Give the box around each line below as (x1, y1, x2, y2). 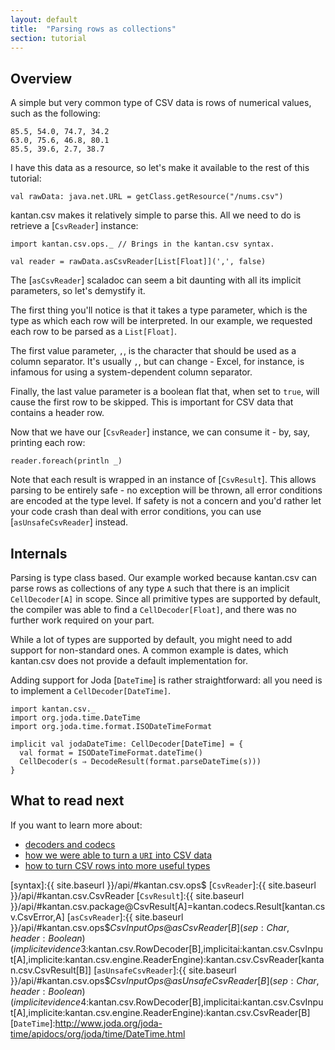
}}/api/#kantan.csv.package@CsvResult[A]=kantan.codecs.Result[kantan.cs (10, 900, 326, 912)
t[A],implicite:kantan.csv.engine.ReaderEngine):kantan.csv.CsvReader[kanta (10, 953, 325, 965)
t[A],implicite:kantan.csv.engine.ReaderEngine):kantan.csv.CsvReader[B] (10, 1006, 311, 1018)
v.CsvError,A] (10, 911, 65, 923)
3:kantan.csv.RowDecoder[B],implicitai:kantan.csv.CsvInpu (80, 942, 324, 955)
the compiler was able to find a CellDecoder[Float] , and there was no (10, 604, 297, 615)
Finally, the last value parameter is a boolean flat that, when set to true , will (10, 386, 320, 398)
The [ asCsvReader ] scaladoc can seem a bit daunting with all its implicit (10, 274, 302, 286)
